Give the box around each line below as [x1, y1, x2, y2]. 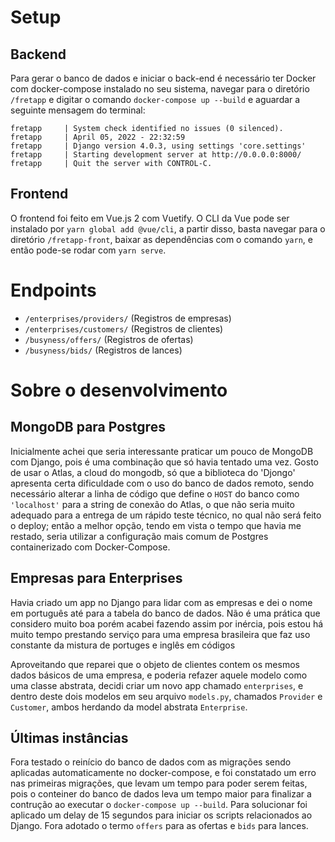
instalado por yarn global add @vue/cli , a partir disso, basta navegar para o [10, 222, 326, 235]
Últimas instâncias [10, 729, 129, 746]
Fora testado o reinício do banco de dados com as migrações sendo [10, 756, 292, 768]
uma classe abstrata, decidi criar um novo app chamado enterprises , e [10, 679, 304, 691]
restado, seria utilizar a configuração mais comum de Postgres [10, 530, 269, 542]
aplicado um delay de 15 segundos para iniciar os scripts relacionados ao [10, 809, 313, 821]
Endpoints [10, 279, 97, 301]
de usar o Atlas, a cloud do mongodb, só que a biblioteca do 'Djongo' [10, 466, 296, 478]
